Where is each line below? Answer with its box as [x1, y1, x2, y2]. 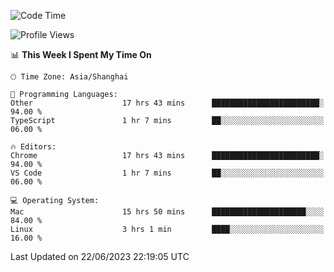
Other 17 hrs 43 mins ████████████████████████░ [10, 98, 325, 108]
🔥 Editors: [10, 142, 57, 152]
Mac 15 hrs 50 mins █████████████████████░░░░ [10, 207, 325, 217]
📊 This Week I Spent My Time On [10, 49, 152, 60]
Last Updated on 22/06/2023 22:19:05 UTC [10, 251, 190, 262]
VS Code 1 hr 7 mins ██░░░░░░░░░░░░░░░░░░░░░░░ [10, 168, 325, 178]
